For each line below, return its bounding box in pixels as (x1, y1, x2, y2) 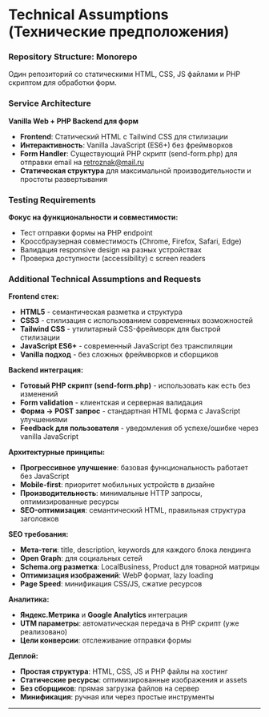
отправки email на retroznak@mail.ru (19, 157, 145, 167)
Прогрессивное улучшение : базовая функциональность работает (19, 463, 248, 473)
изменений (19, 389, 58, 399)
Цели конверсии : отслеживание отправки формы (19, 635, 192, 646)
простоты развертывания (19, 174, 108, 183)
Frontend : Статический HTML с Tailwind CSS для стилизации (19, 131, 228, 141)
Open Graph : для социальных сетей (19, 554, 143, 563)
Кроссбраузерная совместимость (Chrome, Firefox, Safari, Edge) (19, 236, 242, 246)
